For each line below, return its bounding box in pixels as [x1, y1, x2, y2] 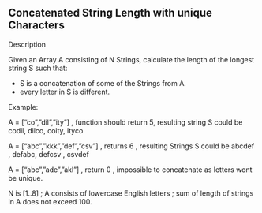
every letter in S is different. [19, 87, 110, 96]
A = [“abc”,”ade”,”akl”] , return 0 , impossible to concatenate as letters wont [8, 165, 253, 174]
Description [8, 39, 46, 49]
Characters [8, 19, 65, 32]
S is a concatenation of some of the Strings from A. [19, 78, 187, 88]
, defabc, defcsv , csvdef [8, 149, 89, 159]
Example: [8, 102, 39, 111]
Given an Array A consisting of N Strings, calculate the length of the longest [8, 54, 255, 64]
